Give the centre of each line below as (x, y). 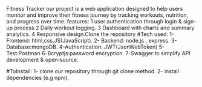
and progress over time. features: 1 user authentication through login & (94, 21)
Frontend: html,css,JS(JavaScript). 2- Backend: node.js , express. (88, 40)
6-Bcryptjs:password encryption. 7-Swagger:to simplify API (116, 53)
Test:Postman (23, 53)
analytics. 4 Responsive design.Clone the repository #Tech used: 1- (90, 34)
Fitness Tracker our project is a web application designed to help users (95, 9)
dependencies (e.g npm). (38, 78)
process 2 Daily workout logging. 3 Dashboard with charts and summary (104, 28)
